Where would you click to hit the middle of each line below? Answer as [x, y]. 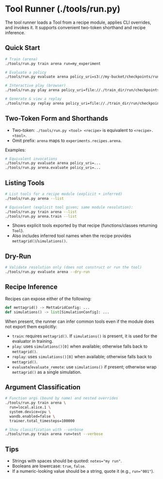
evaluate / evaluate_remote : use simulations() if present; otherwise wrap [84, 367]
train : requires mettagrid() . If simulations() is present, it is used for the [85, 336]
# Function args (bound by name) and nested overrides [62, 399]
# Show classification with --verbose [44, 430]
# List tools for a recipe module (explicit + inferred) [64, 194]
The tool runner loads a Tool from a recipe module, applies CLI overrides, [78, 22]
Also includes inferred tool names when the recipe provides [72, 236]
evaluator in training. [33, 341]
